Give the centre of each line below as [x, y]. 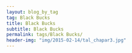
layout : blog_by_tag [33, 12]
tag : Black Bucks [28, 18]
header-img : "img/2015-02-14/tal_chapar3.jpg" [66, 40]
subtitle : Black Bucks [35, 29]
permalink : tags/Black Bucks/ [45, 35]
